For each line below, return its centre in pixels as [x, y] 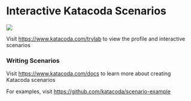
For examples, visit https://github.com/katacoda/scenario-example [88, 91]
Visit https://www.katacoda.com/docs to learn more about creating [89, 74]
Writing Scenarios [33, 60]
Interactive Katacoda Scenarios [86, 11]
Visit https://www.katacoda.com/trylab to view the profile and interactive [96, 39]
